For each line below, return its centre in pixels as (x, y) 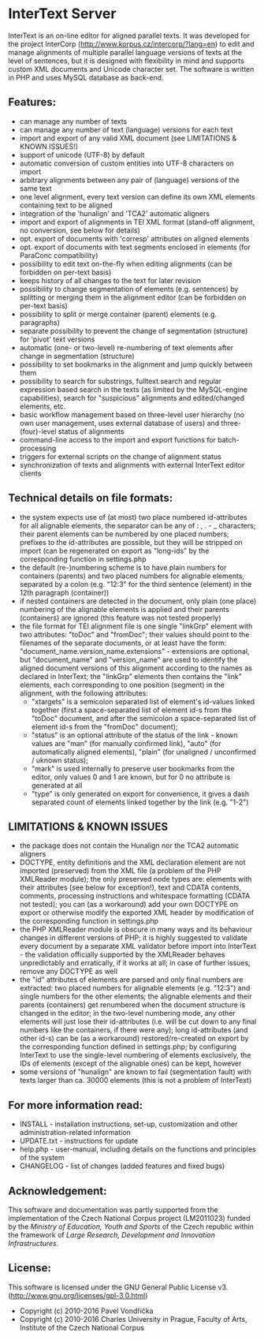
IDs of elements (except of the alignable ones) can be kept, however (130, 1064)
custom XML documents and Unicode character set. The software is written (131, 69)
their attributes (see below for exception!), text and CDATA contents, (130, 887)
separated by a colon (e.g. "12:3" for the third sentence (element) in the (136, 584)
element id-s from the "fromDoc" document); (105, 726)
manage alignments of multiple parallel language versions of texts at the (125, 52)
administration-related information (75, 1133)
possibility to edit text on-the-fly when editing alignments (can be (126, 263)
